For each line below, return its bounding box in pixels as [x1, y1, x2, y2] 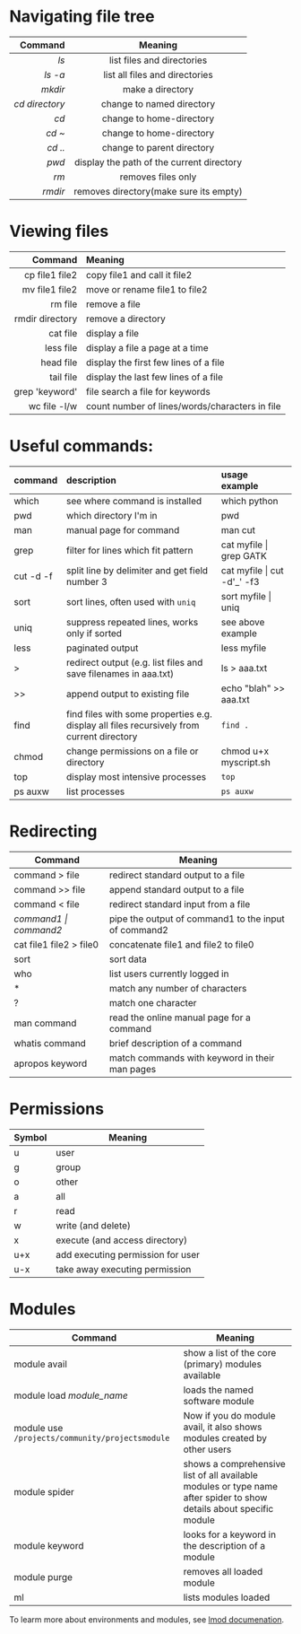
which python [220, 494, 279, 507]
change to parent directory [101, 141, 215, 153]
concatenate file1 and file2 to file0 [108, 938, 254, 950]
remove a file [85, 298, 141, 310]
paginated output [65, 642, 139, 654]
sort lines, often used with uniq [65, 595, 196, 607]
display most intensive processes [65, 770, 207, 782]
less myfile [220, 642, 267, 654]
